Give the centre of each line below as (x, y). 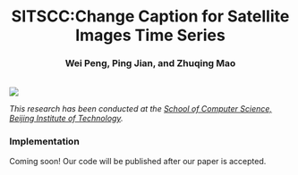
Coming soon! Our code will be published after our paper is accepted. (138, 161)
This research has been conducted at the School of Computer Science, (141, 109)
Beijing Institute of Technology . (66, 119)
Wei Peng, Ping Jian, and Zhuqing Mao (150, 63)
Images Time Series (150, 35)
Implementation (45, 142)
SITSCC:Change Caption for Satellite (150, 17)
